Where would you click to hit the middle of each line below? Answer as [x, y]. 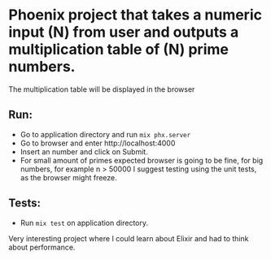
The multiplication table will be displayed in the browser [102, 89]
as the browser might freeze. [69, 177]
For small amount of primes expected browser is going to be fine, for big [142, 160]
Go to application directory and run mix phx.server [105, 134]
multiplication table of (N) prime [119, 50]
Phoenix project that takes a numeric [135, 15]
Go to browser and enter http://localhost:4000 [98, 143]
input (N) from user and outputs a [124, 32]
